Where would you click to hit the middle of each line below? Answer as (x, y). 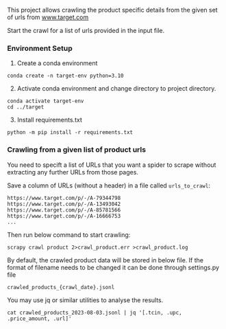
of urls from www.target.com (48, 17)
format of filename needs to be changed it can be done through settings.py (113, 267)
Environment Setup (40, 48)
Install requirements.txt (49, 120)
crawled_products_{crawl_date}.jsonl (61, 287)
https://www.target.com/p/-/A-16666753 (64, 216)
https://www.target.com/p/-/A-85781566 (64, 210)
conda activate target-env (46, 101)
